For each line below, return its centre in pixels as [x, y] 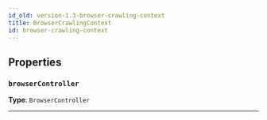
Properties [35, 62]
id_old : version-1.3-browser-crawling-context [87, 15]
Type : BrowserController [49, 100]
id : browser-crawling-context [58, 30]
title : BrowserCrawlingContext [60, 23]
